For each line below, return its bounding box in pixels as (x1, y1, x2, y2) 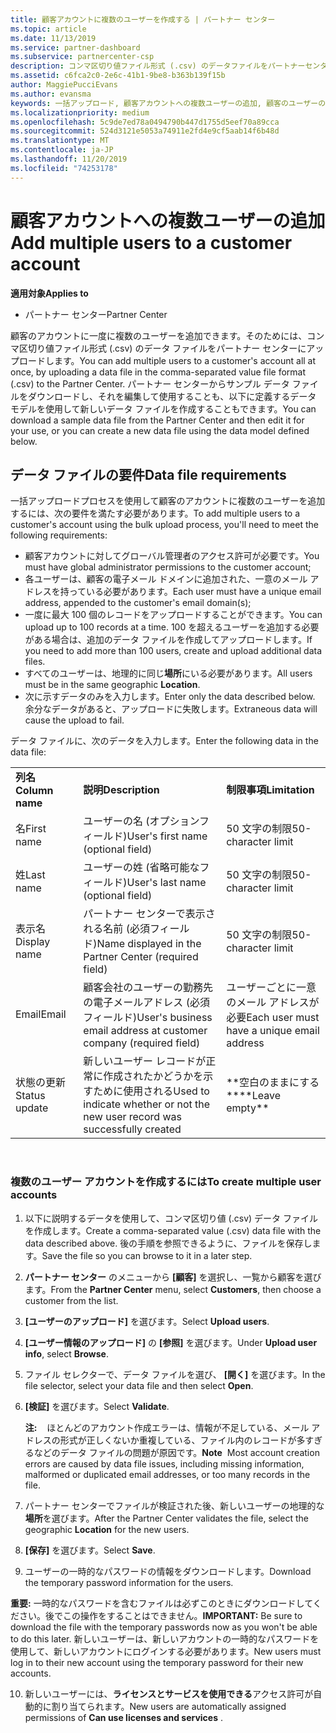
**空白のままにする (226, 1076, 320, 1090)
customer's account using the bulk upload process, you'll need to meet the (10, 519, 319, 531)
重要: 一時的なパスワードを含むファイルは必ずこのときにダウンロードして (10, 1597, 313, 1609)
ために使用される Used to (93, 1084, 210, 1098)
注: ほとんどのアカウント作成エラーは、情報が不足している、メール (24, 1421, 310, 1433)
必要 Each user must (226, 1011, 320, 1025)
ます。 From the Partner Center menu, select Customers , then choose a (24, 1283, 322, 1295)
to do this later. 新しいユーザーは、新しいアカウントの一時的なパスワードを (10, 1632, 320, 1645)
